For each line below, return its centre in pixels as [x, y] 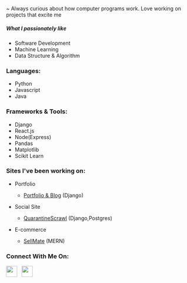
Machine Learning [36, 49]
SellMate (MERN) [44, 241]
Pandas [24, 143]
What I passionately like [36, 28]
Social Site [27, 206]
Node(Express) [33, 137]
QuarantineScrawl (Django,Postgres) [68, 218]
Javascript [27, 90]
